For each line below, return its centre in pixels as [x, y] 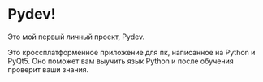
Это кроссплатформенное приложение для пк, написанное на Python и [131, 52]
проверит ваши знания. [48, 69]
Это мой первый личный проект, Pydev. [76, 37]
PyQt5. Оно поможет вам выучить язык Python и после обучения [121, 61]
